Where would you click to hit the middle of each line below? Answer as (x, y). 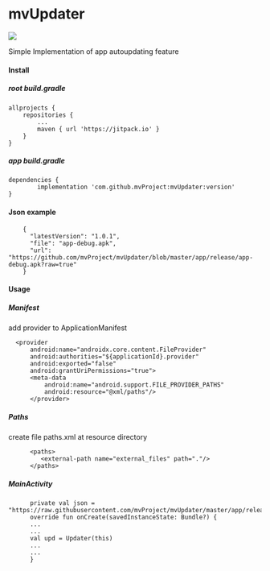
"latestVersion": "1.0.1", (75, 236)
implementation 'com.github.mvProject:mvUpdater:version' (136, 187)
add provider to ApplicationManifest (67, 328)
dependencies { (34, 180)
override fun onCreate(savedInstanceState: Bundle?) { (123, 517)
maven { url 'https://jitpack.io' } (98, 129)
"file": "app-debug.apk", (73, 243)
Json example (32, 212)
